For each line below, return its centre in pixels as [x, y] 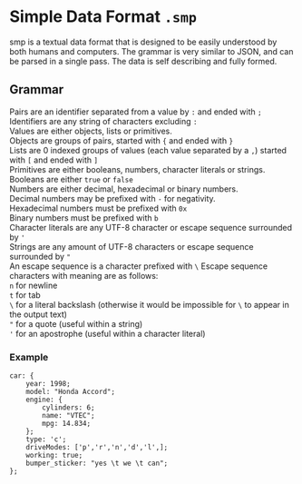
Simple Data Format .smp [103, 17]
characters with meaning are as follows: [84, 275]
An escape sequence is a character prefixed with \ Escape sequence [139, 266]
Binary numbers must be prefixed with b [84, 217]
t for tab [25, 295]
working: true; [54, 456]
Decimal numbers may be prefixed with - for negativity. [112, 198]
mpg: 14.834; [67, 424]
